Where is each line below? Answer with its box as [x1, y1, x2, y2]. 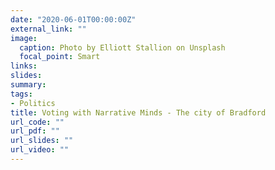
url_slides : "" [10, 136, 74, 146]
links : [10, 61, 38, 71]
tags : [10, 89, 33, 99]
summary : [10, 80, 47, 90]
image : [10, 33, 38, 43]
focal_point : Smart [19, 52, 101, 62]
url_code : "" [10, 117, 65, 127]
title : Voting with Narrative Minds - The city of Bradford [10, 107, 267, 118]
